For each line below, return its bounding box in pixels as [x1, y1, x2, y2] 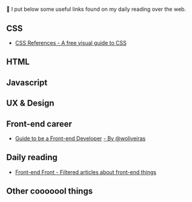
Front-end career [6, 118, 73, 129]
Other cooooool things [6, 186, 93, 197]
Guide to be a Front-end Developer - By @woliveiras [15, 135, 146, 142]
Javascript [6, 77, 48, 87]
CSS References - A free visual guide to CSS [15, 39, 127, 46]
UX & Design [6, 98, 55, 109]
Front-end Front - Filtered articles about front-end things [15, 168, 156, 175]
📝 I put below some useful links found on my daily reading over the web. [6, 5, 187, 13]
